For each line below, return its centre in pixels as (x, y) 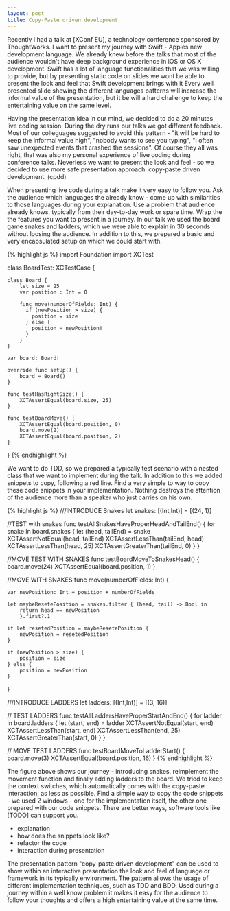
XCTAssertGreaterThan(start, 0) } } (56, 737)
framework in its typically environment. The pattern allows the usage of (108, 878)
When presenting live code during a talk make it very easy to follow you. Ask (115, 190)
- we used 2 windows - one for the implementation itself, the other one (107, 801)
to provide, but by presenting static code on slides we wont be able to (106, 75)
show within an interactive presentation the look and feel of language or (109, 871)
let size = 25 (39, 286)
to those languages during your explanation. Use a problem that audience (111, 204)
